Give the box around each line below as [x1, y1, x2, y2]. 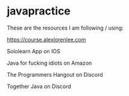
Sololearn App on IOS [7, 47, 61, 55]
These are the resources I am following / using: [7, 24, 124, 31]
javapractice [7, 4, 71, 18]
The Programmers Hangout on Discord [7, 71, 103, 78]
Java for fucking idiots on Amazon [7, 59, 92, 66]
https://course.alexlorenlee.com [7, 36, 86, 43]
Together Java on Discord [7, 83, 72, 90]
